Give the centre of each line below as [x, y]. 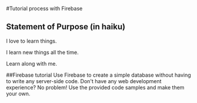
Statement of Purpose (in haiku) [66, 27]
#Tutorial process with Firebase [44, 8]
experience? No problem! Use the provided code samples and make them [95, 87]
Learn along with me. [32, 63]
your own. [18, 94]
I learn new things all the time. [42, 52]
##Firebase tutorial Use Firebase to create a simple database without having [98, 75]
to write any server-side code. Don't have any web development [84, 81]
